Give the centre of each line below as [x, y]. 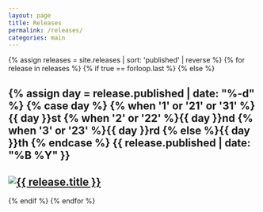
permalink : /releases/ [46, 30]
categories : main [37, 38]
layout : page [30, 15]
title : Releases [35, 23]
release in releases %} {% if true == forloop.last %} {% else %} [112, 69]
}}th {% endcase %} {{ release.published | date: [130, 143]
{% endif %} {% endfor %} [52, 201]
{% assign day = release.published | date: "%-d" [131, 93]
